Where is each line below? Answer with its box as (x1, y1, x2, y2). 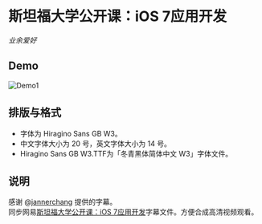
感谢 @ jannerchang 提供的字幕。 (8, 198, 117, 207)
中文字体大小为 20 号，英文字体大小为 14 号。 (19, 138, 171, 149)
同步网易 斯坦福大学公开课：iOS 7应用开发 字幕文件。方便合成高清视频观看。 (8, 207, 259, 217)
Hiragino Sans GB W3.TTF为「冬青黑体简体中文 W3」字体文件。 (19, 149, 233, 158)
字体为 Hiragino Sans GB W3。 (19, 128, 122, 138)
